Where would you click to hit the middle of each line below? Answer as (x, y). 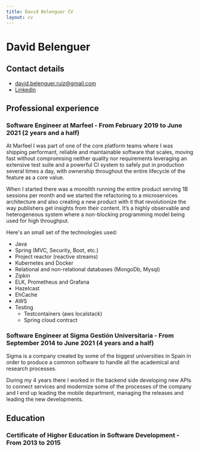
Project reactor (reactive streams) (56, 257)
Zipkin (22, 276)
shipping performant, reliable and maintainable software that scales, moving (100, 152)
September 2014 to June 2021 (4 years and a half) (80, 343)
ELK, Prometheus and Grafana (52, 282)
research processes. (31, 369)
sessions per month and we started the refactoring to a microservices (92, 195)
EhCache (26, 295)
